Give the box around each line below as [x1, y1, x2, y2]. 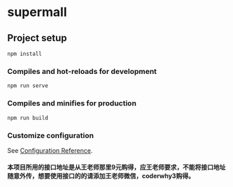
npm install [7, 50, 42, 57]
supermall [7, 4, 68, 20]
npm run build [7, 114, 49, 121]
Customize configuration [7, 130, 94, 140]
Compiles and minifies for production [7, 98, 136, 108]
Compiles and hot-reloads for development [7, 66, 157, 76]
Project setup [7, 32, 68, 44]
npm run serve [7, 82, 49, 89]
